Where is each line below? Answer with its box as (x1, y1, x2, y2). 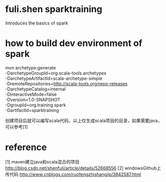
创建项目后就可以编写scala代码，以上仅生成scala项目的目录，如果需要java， (5, 117, 162, 123)
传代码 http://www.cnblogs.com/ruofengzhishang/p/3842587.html (5, 171, 141, 177)
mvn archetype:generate (5, 64, 56, 70)
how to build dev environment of (5, 37, 142, 49)
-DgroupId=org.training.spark (5, 101, 66, 108)
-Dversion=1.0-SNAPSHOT (5, 96, 60, 102)
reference (5, 141, 47, 153)
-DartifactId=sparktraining (5, 107, 59, 113)
